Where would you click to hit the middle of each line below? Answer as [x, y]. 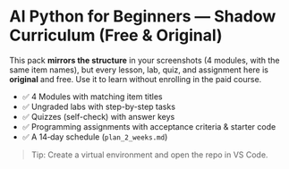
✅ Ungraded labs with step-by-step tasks [99, 106]
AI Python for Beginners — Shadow [143, 17]
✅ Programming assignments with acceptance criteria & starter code [149, 126]
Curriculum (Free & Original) [116, 35]
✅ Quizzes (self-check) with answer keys [98, 116]
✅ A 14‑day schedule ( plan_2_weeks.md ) [95, 137]
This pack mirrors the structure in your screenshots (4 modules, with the [144, 60]
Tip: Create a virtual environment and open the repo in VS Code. [149, 155]
